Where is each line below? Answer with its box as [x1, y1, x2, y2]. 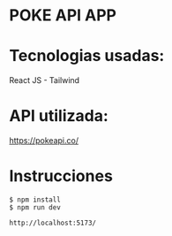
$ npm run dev [9, 203, 62, 212]
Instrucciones [9, 166, 113, 187]
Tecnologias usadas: [9, 46, 165, 66]
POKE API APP [9, 5, 117, 26]
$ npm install [9, 195, 62, 204]
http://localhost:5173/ [9, 218, 97, 227]
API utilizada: [9, 106, 108, 126]
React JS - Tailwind [9, 75, 80, 86]
